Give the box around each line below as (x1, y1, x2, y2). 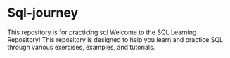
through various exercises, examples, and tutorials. (7, 43, 155, 51)
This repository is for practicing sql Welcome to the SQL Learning (7, 28, 197, 36)
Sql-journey (7, 5, 79, 21)
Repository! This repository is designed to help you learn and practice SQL (7, 35, 224, 43)
